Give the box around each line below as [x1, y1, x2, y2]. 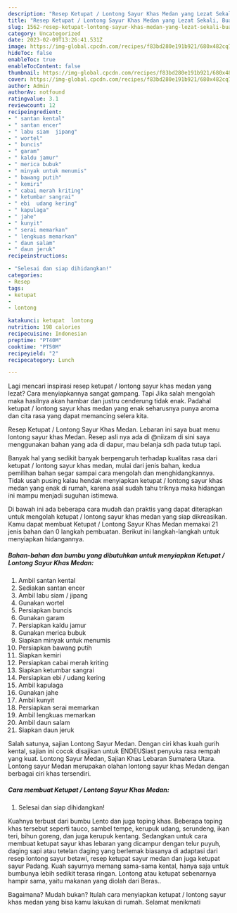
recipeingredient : [8, 108, 62, 115]
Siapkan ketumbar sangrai [18, 666, 94, 674]
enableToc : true [8, 56, 56, 63]
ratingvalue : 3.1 [8, 96, 59, 103]
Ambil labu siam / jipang [18, 591, 89, 600]
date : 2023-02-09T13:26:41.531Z [8, 37, 103, 44]
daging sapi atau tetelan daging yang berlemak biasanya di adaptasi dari [8, 847, 218, 855]
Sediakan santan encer [18, 584, 85, 592]
